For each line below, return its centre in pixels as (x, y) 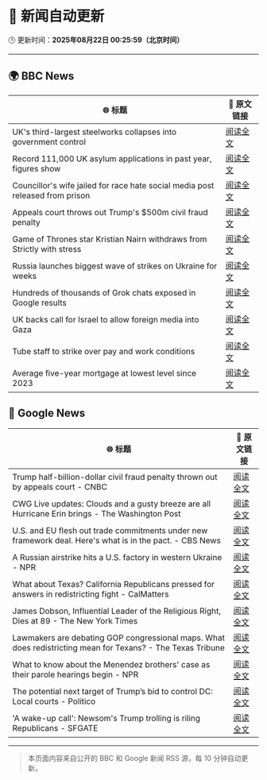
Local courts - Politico (54, 701)
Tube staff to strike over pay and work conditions (104, 351)
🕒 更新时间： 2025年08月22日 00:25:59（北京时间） (96, 40)
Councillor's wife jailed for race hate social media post (113, 185)
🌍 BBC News (41, 76)
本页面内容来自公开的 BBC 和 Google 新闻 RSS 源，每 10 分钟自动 (134, 758)
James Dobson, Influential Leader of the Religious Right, (116, 611)
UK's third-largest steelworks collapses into (95, 132)
